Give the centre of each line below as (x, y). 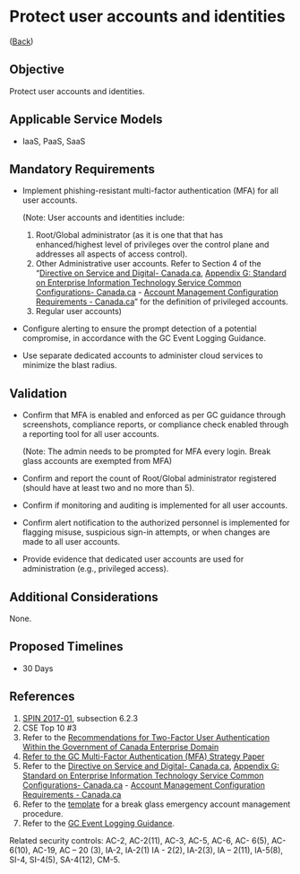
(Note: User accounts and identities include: (103, 218)
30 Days (38, 668)
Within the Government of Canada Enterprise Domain (120, 747)
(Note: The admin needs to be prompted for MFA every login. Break (146, 451)
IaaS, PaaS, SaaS (54, 141)
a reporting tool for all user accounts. (90, 434)
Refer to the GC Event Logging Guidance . (98, 823)
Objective (37, 70)
